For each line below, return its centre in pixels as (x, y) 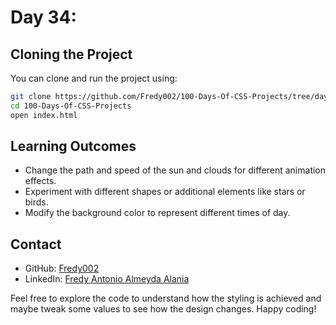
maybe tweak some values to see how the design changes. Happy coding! (163, 309)
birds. (36, 202)
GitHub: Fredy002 (62, 268)
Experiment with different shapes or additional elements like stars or (165, 192)
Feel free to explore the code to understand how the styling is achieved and (166, 298)
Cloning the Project (71, 54)
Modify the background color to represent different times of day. (157, 213)
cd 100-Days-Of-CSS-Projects (71, 106)
